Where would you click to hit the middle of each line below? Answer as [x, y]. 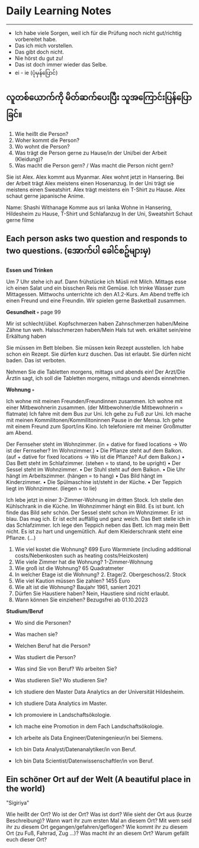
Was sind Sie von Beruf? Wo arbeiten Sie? [66, 669]
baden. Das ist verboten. [36, 360]
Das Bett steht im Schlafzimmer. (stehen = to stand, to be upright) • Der [94, 463]
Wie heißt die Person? [41, 134]
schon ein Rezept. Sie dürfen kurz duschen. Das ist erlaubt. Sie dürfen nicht [99, 354]
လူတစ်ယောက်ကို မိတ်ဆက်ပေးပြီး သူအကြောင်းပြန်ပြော [99, 98]
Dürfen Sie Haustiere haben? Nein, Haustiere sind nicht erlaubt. [92, 593]
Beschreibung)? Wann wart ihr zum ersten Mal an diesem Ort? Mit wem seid [99, 821]
